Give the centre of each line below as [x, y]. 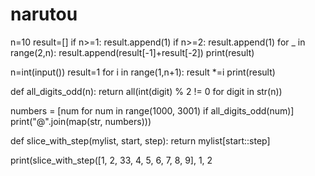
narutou [44, 14]
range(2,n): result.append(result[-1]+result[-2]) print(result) [132, 52]
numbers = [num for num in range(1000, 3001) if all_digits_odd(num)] [152, 110]
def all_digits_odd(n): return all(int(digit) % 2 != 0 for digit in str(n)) [146, 91]
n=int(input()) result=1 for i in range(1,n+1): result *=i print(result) [143, 72]
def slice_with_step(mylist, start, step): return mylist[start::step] [140, 140]
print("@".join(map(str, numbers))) [81, 121]
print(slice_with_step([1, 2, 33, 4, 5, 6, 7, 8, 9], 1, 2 [111, 160]
